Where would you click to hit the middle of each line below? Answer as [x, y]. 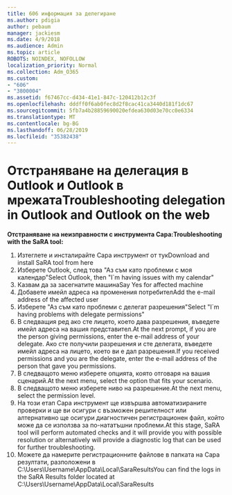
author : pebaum [29, 26]
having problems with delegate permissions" [81, 314]
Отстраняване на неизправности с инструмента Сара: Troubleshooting [115, 234]
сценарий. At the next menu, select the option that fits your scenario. [115, 381]
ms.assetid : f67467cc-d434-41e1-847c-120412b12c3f [82, 98]
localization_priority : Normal [52, 65]
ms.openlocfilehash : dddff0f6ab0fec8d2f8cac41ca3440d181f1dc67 [100, 104]
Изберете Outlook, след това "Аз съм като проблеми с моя [105, 270]
